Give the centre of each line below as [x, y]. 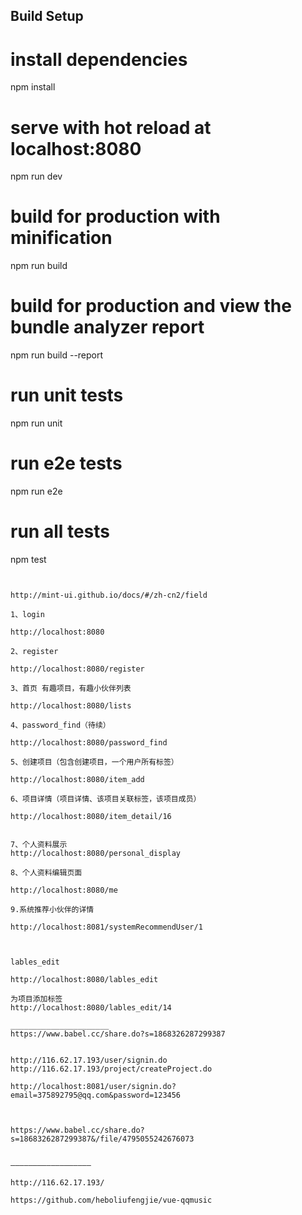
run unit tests [67, 395]
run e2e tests [66, 463]
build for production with [115, 216]
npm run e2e [36, 491]
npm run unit [36, 423]
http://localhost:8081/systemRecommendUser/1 [106, 927]
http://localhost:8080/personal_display [96, 853]
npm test [28, 559]
